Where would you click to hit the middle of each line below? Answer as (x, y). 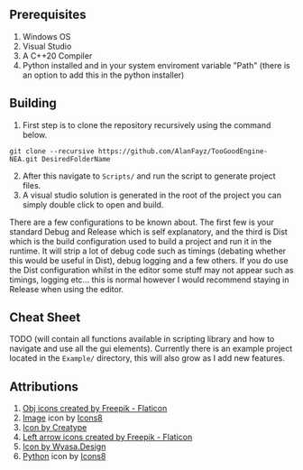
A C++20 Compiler (57, 55)
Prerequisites (48, 15)
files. (32, 185)
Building (33, 103)
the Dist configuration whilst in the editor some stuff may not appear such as (151, 270)
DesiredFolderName (76, 159)
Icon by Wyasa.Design (64, 447)
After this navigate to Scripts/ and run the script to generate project (149, 176)
